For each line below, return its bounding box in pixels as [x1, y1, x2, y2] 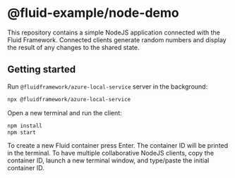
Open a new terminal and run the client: [7, 108, 122, 117]
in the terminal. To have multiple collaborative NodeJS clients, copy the [7, 149, 214, 158]
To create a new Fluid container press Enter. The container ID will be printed [7, 141, 229, 150]
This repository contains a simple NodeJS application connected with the [7, 28, 221, 37]
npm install [7, 122, 42, 129]
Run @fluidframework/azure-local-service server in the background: [7, 82, 208, 91]
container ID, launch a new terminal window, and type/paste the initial [7, 156, 210, 165]
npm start [7, 129, 37, 136]
